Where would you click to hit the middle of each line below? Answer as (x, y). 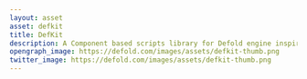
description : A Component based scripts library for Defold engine (141, 43)
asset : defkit (37, 26)
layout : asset (37, 18)
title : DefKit (37, 35)
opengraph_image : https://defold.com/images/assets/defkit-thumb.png (145, 52)
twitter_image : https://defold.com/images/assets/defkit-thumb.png (141, 60)
